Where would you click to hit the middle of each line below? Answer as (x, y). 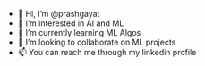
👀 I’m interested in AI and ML (71, 23)
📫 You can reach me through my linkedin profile (107, 52)
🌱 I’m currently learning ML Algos (79, 33)
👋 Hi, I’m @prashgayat (59, 14)
